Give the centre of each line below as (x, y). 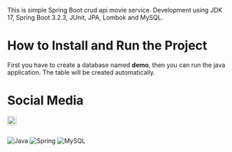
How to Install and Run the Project (107, 46)
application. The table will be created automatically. (81, 72)
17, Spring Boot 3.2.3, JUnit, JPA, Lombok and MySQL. (85, 17)
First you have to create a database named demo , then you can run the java (116, 65)
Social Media (45, 101)
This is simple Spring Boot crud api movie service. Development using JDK (115, 10)
